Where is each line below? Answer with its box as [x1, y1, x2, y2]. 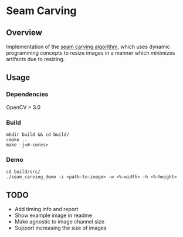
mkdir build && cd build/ [6, 131, 69, 138]
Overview [6, 28, 43, 38]
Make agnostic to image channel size [14, 218, 104, 225]
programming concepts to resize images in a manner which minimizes [6, 49, 175, 56]
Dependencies [6, 90, 49, 98]
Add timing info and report [14, 206, 79, 213]
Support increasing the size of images [14, 225, 107, 232]
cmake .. [6, 136, 28, 142]
